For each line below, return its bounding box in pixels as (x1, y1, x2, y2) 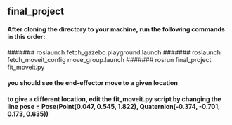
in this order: (7, 32, 46, 41)
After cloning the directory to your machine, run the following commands (7, 24, 225, 34)
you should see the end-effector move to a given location (7, 79, 178, 87)
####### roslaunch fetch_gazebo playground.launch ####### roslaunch (7, 48, 221, 57)
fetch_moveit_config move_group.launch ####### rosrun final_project (7, 55, 212, 64)
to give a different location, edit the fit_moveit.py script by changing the (7, 94, 221, 103)
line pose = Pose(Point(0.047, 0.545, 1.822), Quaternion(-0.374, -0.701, (7, 102, 220, 110)
